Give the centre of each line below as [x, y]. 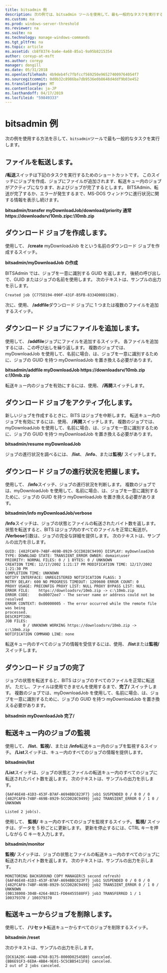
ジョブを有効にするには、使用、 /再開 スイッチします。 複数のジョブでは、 [81, 422]
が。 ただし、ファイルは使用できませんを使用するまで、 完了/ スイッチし [79, 687]
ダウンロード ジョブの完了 [45, 667]
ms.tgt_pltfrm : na [24, 42]
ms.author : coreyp [24, 61]
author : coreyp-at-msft [30, 56]
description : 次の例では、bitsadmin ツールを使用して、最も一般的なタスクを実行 [81, 14]
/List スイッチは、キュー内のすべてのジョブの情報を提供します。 [80, 752]
